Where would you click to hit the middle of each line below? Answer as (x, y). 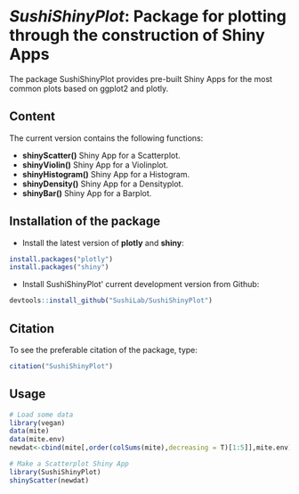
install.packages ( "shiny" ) (59, 268)
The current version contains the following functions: (106, 138)
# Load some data (41, 415)
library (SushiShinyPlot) (55, 472)
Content (32, 116)
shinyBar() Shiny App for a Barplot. (87, 193)
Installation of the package (85, 222)
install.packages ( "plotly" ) (61, 259)
